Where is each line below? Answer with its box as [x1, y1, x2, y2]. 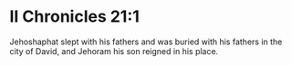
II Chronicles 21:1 [9, 6, 140, 27]
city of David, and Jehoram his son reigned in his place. [9, 45, 219, 56]
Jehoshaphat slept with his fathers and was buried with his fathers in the [9, 36, 283, 47]
